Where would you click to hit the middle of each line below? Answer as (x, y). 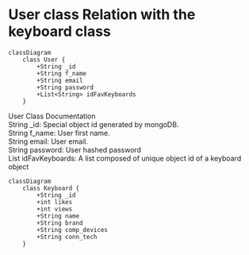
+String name (58, 216)
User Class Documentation (52, 116)
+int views (55, 209)
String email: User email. (48, 141)
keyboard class (59, 31)
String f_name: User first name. (59, 133)
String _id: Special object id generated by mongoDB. (94, 124)
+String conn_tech (67, 237)
